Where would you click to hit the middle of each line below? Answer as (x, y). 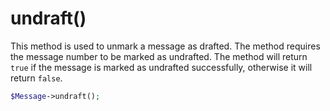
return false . (36, 78)
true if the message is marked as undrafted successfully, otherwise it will (161, 67)
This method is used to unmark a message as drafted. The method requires (165, 46)
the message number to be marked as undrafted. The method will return (159, 56)
